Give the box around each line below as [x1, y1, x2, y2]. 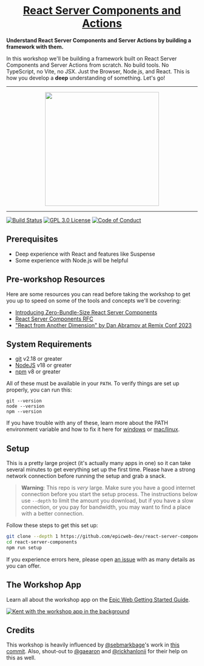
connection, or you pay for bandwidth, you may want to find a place [21, 503, 191, 511]
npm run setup [6, 545, 42, 551]
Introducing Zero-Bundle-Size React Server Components [15, 308, 158, 316]
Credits [6, 625, 35, 636]
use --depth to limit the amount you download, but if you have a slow [21, 497, 194, 505]
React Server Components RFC [15, 315, 93, 322]
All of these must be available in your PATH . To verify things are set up [6, 380, 180, 387]
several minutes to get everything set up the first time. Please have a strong [6, 466, 195, 474]
